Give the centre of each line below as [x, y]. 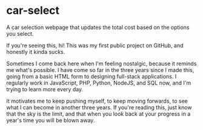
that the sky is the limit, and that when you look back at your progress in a [98, 114]
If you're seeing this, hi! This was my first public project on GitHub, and [95, 45]
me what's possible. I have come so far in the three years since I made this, [100, 70]
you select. [20, 33]
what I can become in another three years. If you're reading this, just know [99, 107]
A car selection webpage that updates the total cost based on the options [98, 27]
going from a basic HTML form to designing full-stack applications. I [92, 76]
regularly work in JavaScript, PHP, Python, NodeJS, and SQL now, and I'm [99, 83]
